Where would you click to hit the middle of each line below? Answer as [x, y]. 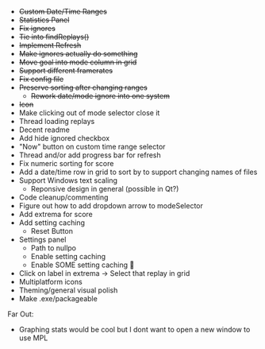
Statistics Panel [44, 20]
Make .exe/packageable [58, 299]
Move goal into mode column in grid [78, 62]
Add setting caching [52, 223]
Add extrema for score [56, 214]
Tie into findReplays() [54, 37]
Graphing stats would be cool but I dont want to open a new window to [134, 330]
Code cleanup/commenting [63, 197]
